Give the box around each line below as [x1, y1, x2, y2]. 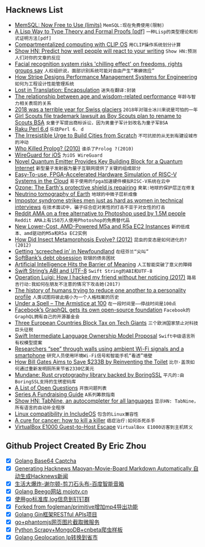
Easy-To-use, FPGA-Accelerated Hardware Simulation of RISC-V [14, 171, 177, 178]
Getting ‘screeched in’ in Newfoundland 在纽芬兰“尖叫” [14, 247, 149, 255]
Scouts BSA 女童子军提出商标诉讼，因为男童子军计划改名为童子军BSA [14, 119, 168, 126]
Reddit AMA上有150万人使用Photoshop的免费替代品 [14, 217, 130, 223]
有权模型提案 [14, 340, 43, 346]
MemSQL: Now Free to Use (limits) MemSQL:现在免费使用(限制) [14, 21, 165, 28]
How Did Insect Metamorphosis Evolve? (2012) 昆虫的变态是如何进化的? [14, 236, 187, 243]
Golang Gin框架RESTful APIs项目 [14, 511, 97, 518]
